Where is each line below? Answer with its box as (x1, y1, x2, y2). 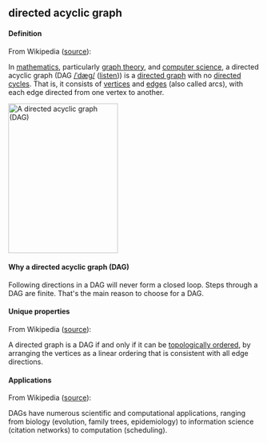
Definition (8, 28, 42, 38)
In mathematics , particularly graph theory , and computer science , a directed (8, 61, 260, 71)
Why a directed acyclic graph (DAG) (8, 263, 130, 272)
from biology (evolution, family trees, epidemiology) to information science (8, 417, 254, 426)
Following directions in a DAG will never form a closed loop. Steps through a (8, 279, 258, 290)
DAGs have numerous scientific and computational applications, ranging (8, 409, 246, 418)
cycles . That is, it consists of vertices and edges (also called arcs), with (8, 79, 244, 89)
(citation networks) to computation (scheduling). (8, 425, 168, 435)
